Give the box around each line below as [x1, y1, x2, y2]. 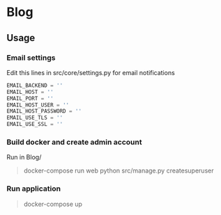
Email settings [6, 53, 56, 63]
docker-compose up [23, 200, 83, 208]
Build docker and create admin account [6, 137, 142, 147]
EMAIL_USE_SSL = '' [6, 121, 63, 128]
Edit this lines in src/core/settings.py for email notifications [6, 68, 175, 77]
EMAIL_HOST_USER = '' [6, 102, 70, 109]
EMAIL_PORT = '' [6, 95, 54, 102]
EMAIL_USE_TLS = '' [6, 114, 63, 122]
